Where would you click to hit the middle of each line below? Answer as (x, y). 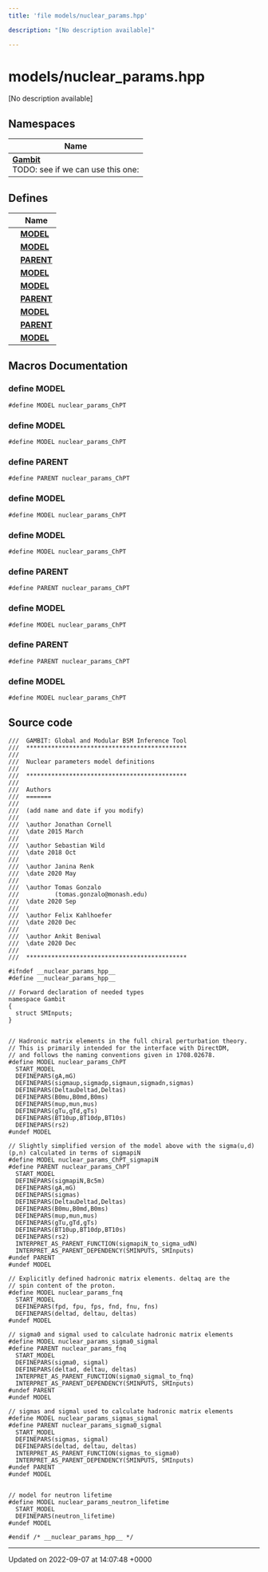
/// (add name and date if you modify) (77, 810)
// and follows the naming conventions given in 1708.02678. (112, 1055)
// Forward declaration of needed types (77, 992)
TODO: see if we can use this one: (76, 170)
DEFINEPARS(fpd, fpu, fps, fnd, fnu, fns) (87, 1306)
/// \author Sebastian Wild (57, 845)
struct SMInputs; (44, 1013)
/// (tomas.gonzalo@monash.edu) (78, 894)
